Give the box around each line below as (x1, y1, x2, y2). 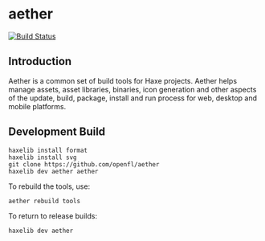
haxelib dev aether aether (8, 167, 99, 175)
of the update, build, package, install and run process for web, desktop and (8, 93, 258, 103)
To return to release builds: (8, 210, 98, 221)
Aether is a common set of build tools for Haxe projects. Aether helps (8, 76, 238, 85)
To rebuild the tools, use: (8, 182, 91, 191)
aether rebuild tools (8, 197, 81, 205)
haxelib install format (8, 146, 88, 154)
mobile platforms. (8, 101, 67, 111)
